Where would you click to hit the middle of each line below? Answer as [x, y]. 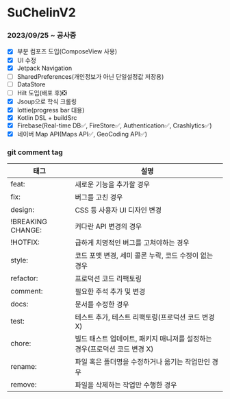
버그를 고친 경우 [99, 197]
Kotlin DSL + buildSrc [47, 117]
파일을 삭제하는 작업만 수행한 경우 [126, 385]
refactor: [24, 278]
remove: [24, 385]
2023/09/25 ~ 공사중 [42, 36]
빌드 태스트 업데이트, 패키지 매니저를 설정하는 [143, 339]
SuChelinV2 [42, 13]
